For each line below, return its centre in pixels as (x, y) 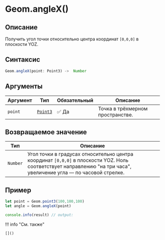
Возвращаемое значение (46, 132)
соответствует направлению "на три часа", (80, 167)
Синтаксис (23, 60)
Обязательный (75, 100)
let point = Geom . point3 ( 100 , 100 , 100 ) (45, 202)
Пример (18, 190)
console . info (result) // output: (39, 215)
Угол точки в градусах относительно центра (81, 154)
